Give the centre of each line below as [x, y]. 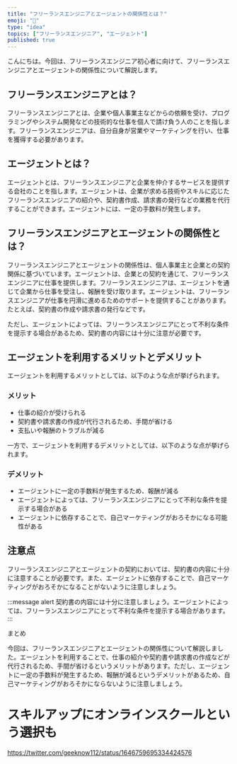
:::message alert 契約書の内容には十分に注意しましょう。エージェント [109, 601]
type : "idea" [27, 27]
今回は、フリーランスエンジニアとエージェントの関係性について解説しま [112, 648]
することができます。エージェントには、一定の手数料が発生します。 [106, 209]
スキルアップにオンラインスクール [106, 714]
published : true [31, 40]
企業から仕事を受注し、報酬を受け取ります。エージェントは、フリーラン [125, 291]
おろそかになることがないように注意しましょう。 [109, 586]
